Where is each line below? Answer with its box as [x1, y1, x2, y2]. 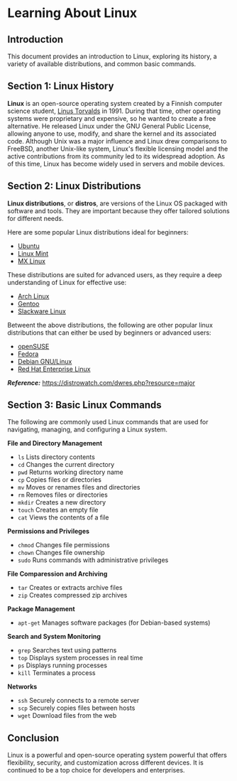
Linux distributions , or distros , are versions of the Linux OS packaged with [7, 199, 228, 208]
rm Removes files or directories [17, 490, 108, 499]
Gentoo [17, 299, 40, 308]
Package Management [7, 605, 76, 613]
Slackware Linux [17, 307, 66, 316]
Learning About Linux [7, 5, 137, 21]
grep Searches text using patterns [17, 646, 117, 655]
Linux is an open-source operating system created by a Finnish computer [7, 99, 223, 107]
